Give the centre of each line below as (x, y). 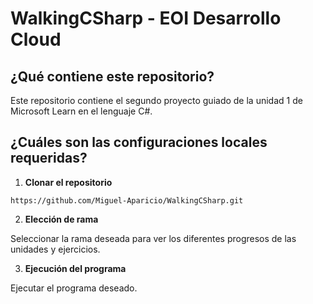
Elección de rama (61, 219)
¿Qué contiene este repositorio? (112, 76)
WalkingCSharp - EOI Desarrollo (146, 18)
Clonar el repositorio (68, 182)
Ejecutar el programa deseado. (74, 288)
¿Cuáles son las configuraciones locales (139, 142)
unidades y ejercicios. (55, 249)
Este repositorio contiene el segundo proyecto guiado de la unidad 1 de (156, 100)
